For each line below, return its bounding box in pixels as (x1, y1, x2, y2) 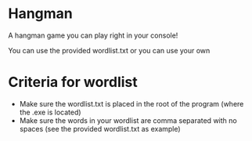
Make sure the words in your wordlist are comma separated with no (19, 115, 237, 125)
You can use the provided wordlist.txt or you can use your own (8, 45, 211, 55)
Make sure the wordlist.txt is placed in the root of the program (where (19, 99, 244, 108)
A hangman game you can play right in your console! (8, 31, 178, 40)
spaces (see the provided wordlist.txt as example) (19, 124, 182, 133)
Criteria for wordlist (8, 74, 139, 91)
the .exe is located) (19, 107, 81, 117)
